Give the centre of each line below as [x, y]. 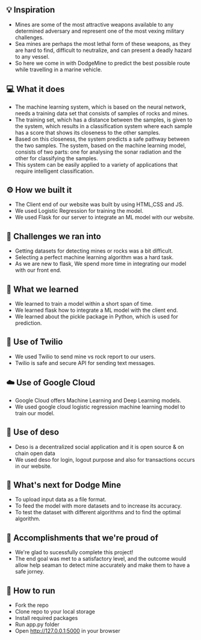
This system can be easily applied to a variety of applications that [96, 164]
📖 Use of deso [32, 432]
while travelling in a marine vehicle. [58, 69]
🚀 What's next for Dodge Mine [64, 485]
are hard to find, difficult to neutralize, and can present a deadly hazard [103, 50]
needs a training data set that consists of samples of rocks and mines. [102, 113]
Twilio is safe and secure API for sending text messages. [85, 363]
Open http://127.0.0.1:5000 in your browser [67, 630]
